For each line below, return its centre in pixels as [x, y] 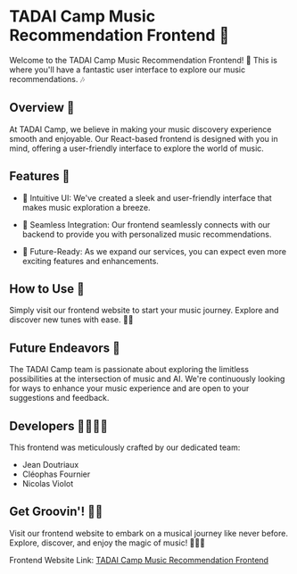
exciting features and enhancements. [90, 261]
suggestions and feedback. [59, 398]
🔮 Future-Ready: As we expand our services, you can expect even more [154, 251]
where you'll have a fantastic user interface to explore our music [128, 70]
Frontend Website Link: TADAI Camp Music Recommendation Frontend [139, 560]
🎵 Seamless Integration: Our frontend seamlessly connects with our [146, 224]
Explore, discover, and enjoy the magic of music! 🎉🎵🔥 [107, 543]
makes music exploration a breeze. [86, 207]
